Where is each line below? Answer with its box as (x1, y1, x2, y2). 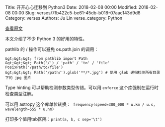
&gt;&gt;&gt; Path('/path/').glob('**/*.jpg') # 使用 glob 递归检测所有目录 (5, 70, 161, 75)
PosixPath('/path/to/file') (5, 65, 64, 70)
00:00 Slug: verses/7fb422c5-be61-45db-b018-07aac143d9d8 (11, 10, 141, 16)
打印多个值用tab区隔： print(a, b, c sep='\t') (5, 116, 102, 122)
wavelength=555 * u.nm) (5, 107, 55, 112)
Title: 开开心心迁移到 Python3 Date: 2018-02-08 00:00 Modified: (5, 4, 138, 10)
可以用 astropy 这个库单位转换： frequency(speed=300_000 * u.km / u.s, (5, 101, 156, 107)
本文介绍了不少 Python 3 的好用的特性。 (5, 36, 87, 42)
